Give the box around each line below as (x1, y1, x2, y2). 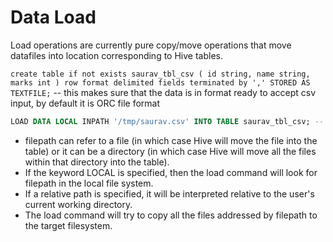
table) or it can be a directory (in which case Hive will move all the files (24, 145, 317, 157)
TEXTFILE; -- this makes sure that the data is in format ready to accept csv (10, 86, 317, 98)
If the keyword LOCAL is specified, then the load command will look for (24, 166, 318, 178)
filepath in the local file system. (24, 177, 154, 189)
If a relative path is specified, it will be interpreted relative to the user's (24, 187, 315, 200)
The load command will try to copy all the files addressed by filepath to (24, 209, 318, 221)
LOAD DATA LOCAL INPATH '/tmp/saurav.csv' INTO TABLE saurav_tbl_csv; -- (10, 116, 325, 126)
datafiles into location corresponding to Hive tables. (10, 49, 223, 61)
